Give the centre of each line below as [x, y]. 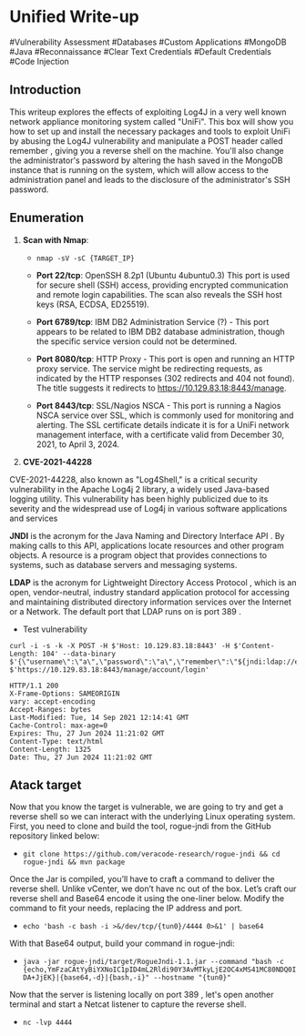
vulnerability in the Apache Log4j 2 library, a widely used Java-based [140, 489]
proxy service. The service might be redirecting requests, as [149, 368]
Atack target [46, 785]
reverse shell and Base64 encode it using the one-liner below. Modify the [147, 899]
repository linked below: [55, 836]
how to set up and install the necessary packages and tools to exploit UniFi [150, 131]
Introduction [46, 90]
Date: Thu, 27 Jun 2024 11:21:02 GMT [81, 757]
